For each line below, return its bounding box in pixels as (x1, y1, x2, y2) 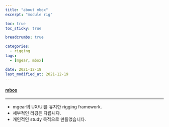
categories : (5, 44, 30, 49)
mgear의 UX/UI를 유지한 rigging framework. (12, 103, 102, 109)
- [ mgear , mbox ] (10, 58, 44, 63)
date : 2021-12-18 (5, 67, 42, 72)
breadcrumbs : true (5, 35, 44, 40)
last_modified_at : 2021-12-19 (5, 71, 69, 77)
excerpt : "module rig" (5, 12, 53, 17)
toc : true (5, 21, 26, 26)
